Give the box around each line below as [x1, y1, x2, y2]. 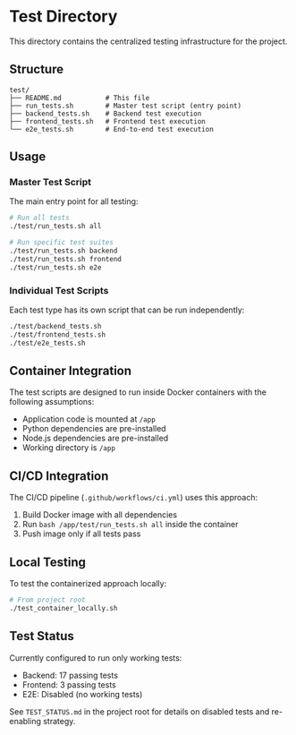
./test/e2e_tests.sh [9, 338, 87, 347]
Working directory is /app [21, 442, 116, 453]
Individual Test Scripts [9, 284, 109, 296]
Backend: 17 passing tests [21, 670, 119, 680]
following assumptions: [9, 397, 95, 407]
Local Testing [9, 554, 87, 569]
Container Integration [9, 363, 132, 378]
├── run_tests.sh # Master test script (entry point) [9, 101, 242, 110]
